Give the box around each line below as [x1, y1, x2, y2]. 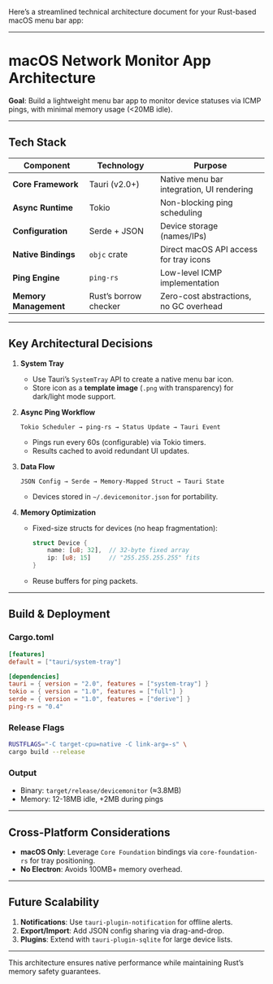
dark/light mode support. [32, 391, 116, 401]
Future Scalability [8, 895, 100, 909]
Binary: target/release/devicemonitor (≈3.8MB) [19, 786, 182, 795]
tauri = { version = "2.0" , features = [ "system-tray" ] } [8, 680, 209, 688]
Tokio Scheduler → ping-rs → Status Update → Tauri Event [19, 423, 221, 431]
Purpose [193, 159, 227, 171]
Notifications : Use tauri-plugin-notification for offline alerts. [19, 917, 233, 926]
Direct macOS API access [159, 243, 258, 255]
